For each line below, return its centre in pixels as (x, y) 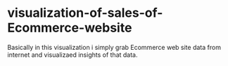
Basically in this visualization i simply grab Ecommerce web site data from (114, 47)
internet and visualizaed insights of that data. (72, 55)
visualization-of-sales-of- (85, 13)
